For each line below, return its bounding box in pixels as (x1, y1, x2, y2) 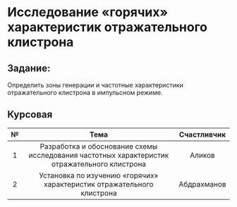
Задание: (7, 62, 51, 74)
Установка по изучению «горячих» (39, 170, 159, 180)
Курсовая (7, 108, 53, 120)
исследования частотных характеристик (28, 150, 169, 160)
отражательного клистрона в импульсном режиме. (7, 89, 164, 96)
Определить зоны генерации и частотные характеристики (7, 81, 183, 89)
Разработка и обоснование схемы (39, 142, 158, 151)
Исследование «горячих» (7, 4, 168, 20)
